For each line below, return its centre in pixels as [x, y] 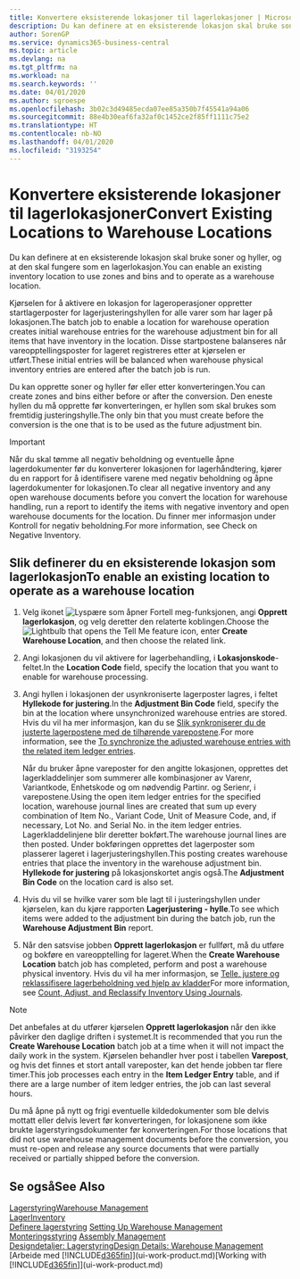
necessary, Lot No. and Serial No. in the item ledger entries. [132, 826]
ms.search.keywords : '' [54, 84]
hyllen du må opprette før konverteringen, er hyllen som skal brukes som [143, 405]
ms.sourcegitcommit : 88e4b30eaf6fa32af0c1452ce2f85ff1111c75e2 [129, 117]
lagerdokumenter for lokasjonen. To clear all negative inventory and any [140, 487]
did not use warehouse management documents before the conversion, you [149, 1140]
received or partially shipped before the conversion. [105, 1159]
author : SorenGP [39, 34]
